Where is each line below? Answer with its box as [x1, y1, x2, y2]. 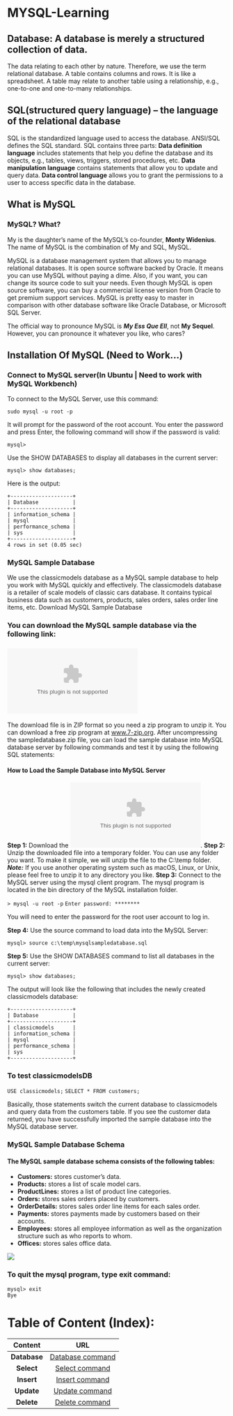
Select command [55, 1363, 111, 1373]
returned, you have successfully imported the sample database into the [7, 1115, 212, 1124]
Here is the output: [7, 479, 61, 488]
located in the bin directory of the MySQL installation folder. [7, 885, 179, 894]
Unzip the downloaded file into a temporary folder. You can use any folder [7, 848, 219, 857]
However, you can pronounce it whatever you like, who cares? [7, 329, 186, 338]
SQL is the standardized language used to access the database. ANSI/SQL [7, 134, 220, 142]
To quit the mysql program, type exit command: [7, 1270, 171, 1279]
